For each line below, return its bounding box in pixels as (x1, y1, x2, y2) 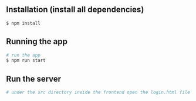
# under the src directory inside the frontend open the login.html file (6, 89, 191, 96)
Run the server (6, 73, 62, 84)
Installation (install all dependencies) (6, 5, 144, 15)
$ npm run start (6, 58, 46, 63)
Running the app (6, 36, 67, 46)
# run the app (6, 52, 41, 58)
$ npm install (6, 20, 41, 26)
